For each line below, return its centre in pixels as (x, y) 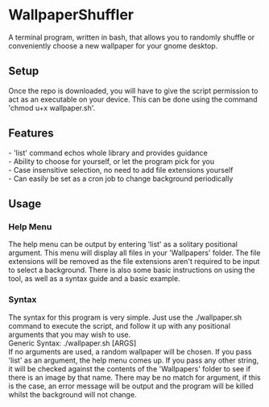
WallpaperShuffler (71, 15)
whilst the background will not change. (72, 394)
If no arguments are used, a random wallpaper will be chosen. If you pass (130, 351)
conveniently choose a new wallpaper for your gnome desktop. (113, 45)
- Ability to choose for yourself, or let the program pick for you (112, 161)
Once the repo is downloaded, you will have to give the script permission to (133, 90)
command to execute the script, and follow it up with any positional (120, 325)
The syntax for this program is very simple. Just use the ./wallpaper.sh (125, 317)
